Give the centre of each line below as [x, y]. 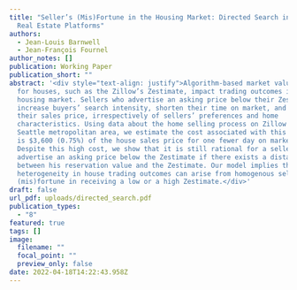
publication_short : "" [51, 75]
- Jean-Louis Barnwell [59, 42]
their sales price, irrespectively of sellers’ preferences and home [148, 116]
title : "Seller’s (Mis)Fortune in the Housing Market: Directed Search [144, 17]
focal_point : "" [47, 256]
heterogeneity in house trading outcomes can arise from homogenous [146, 173]
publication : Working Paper [61, 67]
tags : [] [25, 231]
